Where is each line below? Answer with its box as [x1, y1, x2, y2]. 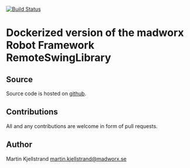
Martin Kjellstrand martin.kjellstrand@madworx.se [6, 155, 127, 162]
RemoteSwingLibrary [6, 51, 111, 65]
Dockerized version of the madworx [6, 26, 184, 39]
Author [6, 140, 32, 150]
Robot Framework [6, 39, 95, 52]
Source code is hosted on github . [6, 90, 87, 97]
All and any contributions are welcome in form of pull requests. [6, 122, 158, 129]
